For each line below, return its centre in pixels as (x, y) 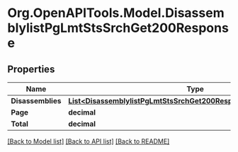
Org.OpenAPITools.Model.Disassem (116, 13)
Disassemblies (36, 101)
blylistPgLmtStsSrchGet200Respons (118, 28)
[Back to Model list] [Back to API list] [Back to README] (89, 141)
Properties (31, 69)
